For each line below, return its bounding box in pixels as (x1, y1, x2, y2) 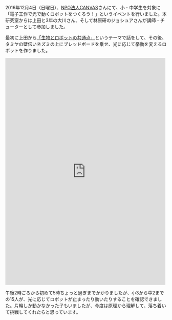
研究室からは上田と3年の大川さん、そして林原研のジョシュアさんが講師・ (5, 17, 160, 23)
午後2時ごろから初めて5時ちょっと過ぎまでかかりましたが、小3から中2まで (5, 290, 164, 296)
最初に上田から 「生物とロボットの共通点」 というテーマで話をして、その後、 (5, 35, 166, 41)
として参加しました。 (23, 24, 68, 30)
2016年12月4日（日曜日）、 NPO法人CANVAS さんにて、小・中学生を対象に (5, 5, 161, 10)
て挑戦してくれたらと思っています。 (5, 309, 81, 315)
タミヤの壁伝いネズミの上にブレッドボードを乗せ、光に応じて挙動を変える (5, 41, 162, 47)
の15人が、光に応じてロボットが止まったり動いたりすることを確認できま (5, 296, 158, 302)
